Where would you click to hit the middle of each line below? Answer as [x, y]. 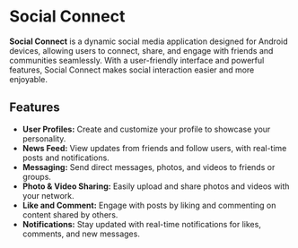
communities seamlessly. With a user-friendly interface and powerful [137, 60]
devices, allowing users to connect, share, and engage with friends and [141, 50]
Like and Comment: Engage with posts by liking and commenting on [149, 205]
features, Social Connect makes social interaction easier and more [132, 70]
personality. [44, 138]
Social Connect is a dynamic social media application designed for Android [149, 41]
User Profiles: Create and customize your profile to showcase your [146, 129]
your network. [48, 195]
